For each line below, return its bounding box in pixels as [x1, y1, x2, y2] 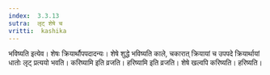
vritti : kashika [8, 27, 67, 35]
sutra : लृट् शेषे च [8, 19, 63, 27]
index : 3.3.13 [8, 11, 60, 20]
